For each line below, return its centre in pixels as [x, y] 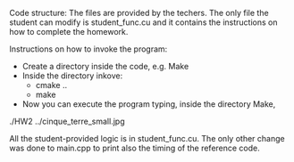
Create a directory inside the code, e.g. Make [105, 66]
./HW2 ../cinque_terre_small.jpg [67, 121]
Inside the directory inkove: [72, 76]
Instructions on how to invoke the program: [88, 49]
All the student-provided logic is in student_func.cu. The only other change [147, 138]
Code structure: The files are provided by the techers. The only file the [139, 13]
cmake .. [51, 85]
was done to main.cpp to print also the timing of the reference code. [135, 148]
